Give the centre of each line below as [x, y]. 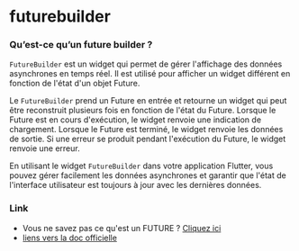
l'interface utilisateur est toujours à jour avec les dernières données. [136, 185]
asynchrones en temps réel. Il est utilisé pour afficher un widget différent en [150, 74]
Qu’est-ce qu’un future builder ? [81, 45]
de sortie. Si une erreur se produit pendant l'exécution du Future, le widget [148, 139]
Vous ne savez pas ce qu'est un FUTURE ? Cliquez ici [122, 228]
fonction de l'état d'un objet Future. [75, 84]
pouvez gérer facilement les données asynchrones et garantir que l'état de [148, 175]
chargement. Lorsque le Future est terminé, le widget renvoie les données [146, 130]
